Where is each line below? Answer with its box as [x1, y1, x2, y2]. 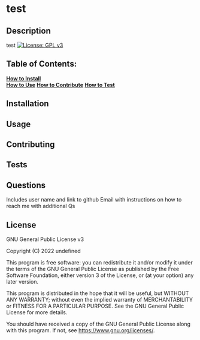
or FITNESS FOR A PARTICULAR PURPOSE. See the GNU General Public [6, 302, 184, 309]
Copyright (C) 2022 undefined [6, 248, 81, 254]
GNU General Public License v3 [6, 236, 84, 243]
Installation [6, 98, 49, 109]
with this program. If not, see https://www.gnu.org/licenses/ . [6, 327, 155, 334]
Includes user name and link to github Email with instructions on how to [6, 196, 182, 203]
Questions [6, 180, 46, 190]
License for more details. [6, 309, 68, 316]
